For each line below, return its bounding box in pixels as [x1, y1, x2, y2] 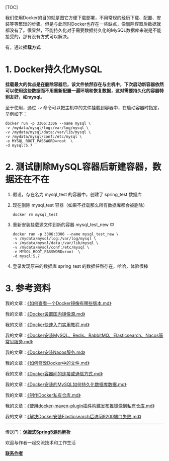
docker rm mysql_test [12, 212, 58, 217]
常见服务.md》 [5, 338, 33, 344]
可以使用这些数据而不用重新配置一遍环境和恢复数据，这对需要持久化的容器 [5, 88, 159, 94]
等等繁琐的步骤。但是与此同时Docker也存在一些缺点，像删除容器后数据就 [9, 21, 161, 27]
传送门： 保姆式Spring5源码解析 [5, 429, 71, 435]
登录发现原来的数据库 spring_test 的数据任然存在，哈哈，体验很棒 [12, 263, 148, 269]
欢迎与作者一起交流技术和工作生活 [5, 439, 76, 445]
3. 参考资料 [5, 283, 51, 294]
